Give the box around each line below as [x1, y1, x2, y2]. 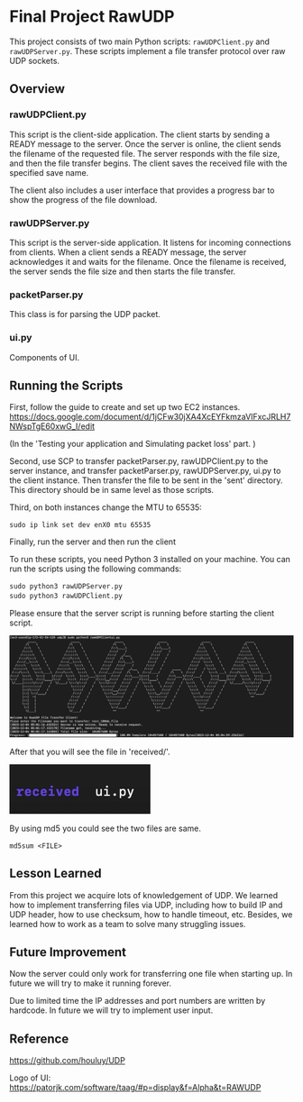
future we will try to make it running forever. [9, 978, 172, 988]
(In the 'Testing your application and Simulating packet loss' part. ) [9, 439, 256, 450]
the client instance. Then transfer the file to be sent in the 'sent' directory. [9, 475, 283, 486]
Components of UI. [9, 351, 80, 362]
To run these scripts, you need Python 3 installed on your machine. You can [9, 554, 291, 565]
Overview [9, 81, 66, 96]
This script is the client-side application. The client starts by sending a [9, 129, 271, 140]
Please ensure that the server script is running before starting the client [9, 608, 275, 619]
